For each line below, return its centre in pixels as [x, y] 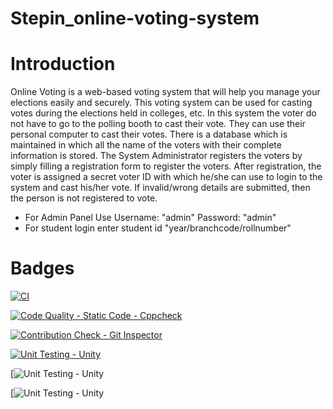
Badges [42, 268]
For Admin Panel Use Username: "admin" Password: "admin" [150, 218]
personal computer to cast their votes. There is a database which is [149, 134]
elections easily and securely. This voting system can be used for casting [161, 103]
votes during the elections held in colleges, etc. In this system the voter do [163, 113]
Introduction [63, 64]
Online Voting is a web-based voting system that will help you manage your [165, 92]
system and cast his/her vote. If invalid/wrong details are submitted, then [160, 188]
